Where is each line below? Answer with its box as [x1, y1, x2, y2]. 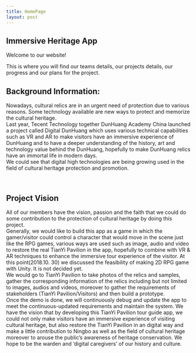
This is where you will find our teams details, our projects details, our [6, 63, 173, 70]
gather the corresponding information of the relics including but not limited [6, 278, 187, 285]
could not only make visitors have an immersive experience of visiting [6, 315, 175, 322]
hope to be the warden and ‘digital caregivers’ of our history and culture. [6, 340, 182, 347]
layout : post [6, 14, 38, 20]
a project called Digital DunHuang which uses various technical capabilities [6, 127, 188, 134]
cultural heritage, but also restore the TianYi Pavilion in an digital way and [6, 321, 184, 328]
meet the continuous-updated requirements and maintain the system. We [6, 302, 184, 309]
